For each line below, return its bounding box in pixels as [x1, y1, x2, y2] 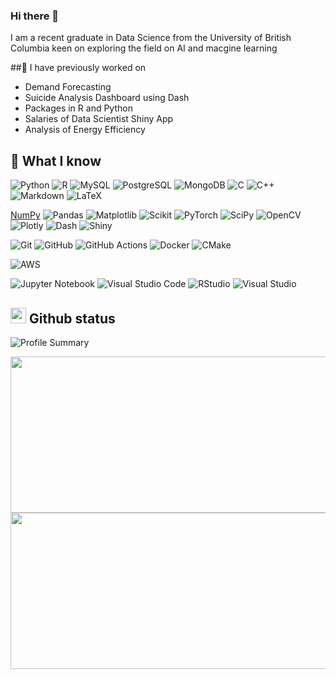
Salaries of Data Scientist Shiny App [24, 113, 174, 125]
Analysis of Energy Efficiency [24, 124, 146, 136]
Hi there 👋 [10, 9, 60, 23]
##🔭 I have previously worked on [10, 62, 147, 74]
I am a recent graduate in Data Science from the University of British [10, 32, 292, 44]
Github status [28, 310, 116, 327]
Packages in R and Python [24, 102, 133, 114]
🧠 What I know [10, 152, 102, 169]
